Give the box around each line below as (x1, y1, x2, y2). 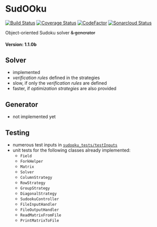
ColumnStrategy (20, 175, 52, 180)
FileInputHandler (20, 202, 57, 207)
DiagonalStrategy (20, 191, 57, 196)
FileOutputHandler (20, 207, 59, 212)
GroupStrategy (20, 185, 50, 191)
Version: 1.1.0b (5, 41, 37, 47)
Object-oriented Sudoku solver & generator (5, 29, 96, 35)
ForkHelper (20, 159, 44, 164)
